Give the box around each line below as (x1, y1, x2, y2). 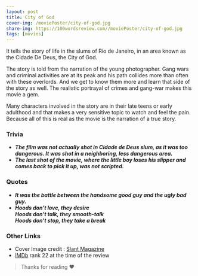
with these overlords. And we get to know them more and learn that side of (6, 78, 190, 86)
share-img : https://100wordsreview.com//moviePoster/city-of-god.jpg (6, 25, 183, 32)
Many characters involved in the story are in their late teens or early (6, 102, 173, 110)
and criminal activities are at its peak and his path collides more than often (6, 72, 189, 79)
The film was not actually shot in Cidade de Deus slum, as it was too (14, 144, 188, 151)
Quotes (6, 178, 28, 186)
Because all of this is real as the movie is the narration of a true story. (6, 115, 177, 123)
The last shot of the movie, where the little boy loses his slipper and (14, 156, 186, 163)
